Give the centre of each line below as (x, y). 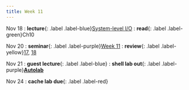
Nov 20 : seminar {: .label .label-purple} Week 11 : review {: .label (83, 46)
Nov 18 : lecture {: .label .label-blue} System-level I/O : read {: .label (86, 28)
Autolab (34, 70)
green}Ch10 (20, 34)
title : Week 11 (25, 11)
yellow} (15, 52)
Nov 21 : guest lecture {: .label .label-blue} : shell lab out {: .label (83, 64)
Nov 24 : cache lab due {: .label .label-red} (57, 81)
